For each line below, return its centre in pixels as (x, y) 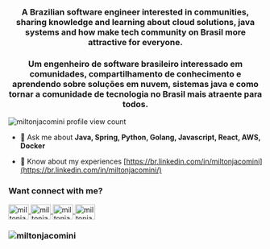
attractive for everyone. (135, 42)
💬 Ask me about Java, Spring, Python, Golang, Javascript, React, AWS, (140, 137)
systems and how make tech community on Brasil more (135, 32)
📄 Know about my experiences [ (73, 162)
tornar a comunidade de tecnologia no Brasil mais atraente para (135, 93)
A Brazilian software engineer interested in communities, (135, 12)
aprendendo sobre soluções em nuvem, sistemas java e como (135, 84)
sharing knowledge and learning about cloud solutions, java (135, 22)
